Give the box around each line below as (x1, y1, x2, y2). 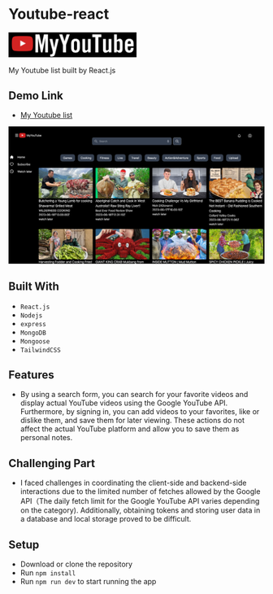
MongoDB (19, 329, 46, 337)
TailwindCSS (19, 346, 61, 354)
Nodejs (19, 311, 43, 320)
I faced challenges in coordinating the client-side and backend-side (19, 478, 247, 488)
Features (8, 368, 54, 382)
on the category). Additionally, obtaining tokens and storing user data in (19, 505, 261, 515)
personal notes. (19, 433, 73, 443)
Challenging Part (8, 456, 96, 470)
